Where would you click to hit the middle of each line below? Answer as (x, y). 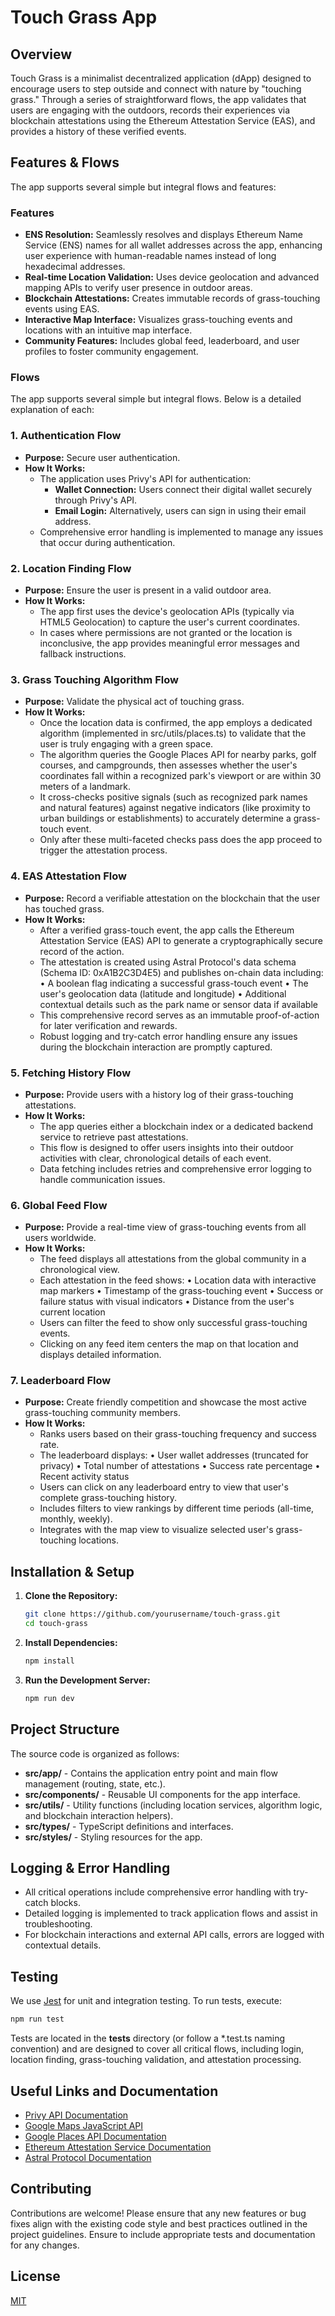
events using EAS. (62, 309)
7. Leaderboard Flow (61, 1381)
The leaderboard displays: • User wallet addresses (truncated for (174, 1455)
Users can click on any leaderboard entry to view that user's (164, 1487)
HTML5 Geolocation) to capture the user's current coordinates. (169, 622)
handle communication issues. (102, 1179)
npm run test (37, 2019)
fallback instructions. (83, 654)
